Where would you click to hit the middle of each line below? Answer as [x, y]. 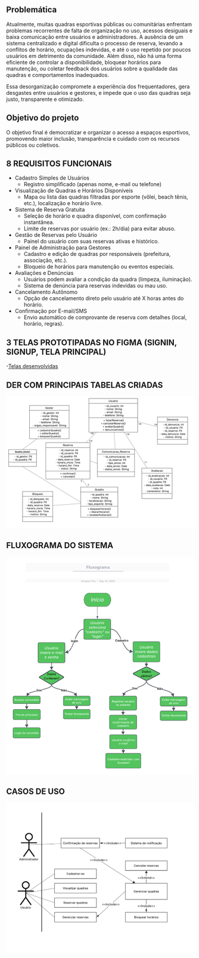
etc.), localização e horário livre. [63, 203]
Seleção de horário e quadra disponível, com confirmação [95, 216]
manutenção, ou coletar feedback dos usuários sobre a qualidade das [92, 69]
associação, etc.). [46, 260]
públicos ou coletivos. [33, 145]
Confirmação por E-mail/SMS [51, 311]
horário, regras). [44, 324]
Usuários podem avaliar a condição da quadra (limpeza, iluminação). [108, 279]
